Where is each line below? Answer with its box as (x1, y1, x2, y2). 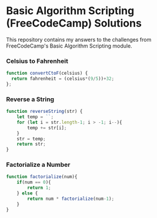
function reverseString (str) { (6, 109, 83, 115)
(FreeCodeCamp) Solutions (6, 16, 142, 30)
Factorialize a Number (6, 160, 71, 169)
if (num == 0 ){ (16, 179, 51, 186)
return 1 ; (27, 185, 51, 191)
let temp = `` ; (16, 114, 54, 120)
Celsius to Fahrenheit (6, 57, 69, 65)
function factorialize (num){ (6, 174, 78, 180)
